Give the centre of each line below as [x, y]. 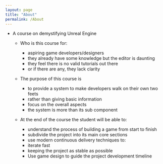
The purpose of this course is [51, 79]
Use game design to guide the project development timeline [90, 156]
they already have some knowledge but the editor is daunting [91, 58]
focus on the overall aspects [57, 105]
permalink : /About [24, 19]
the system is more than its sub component [72, 110]
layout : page [19, 10]
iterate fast [39, 145]
